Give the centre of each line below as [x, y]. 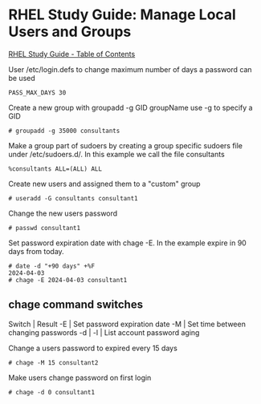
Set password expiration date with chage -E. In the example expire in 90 [127, 243]
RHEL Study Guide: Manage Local [122, 15]
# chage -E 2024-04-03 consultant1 [68, 280]
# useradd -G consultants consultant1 [73, 198]
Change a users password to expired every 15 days [93, 348]
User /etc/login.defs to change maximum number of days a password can [130, 69]
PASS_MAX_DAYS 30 [37, 93]
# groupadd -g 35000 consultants [64, 131]
